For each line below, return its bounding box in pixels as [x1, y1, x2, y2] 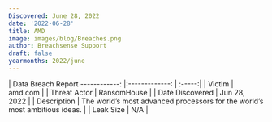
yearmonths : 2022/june [8, 57, 85, 65]
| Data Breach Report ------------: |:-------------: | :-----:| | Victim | [8, 78, 234, 89]
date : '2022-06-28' [8, 19, 75, 27]
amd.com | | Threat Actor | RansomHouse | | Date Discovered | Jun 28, [8, 87, 245, 97]
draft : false [8, 49, 53, 57]
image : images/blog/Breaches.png [8, 34, 122, 43]
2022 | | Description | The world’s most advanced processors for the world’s [8, 96, 264, 106]
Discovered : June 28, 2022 [8, 11, 100, 20]
